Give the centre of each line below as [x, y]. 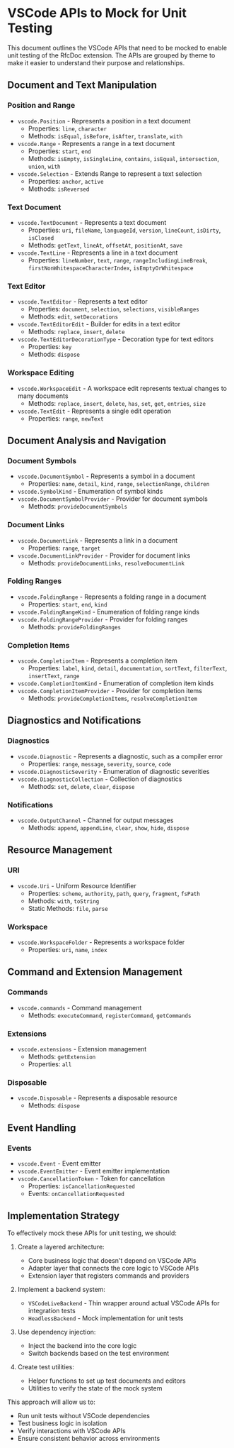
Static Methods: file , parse [68, 908]
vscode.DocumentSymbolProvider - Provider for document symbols [113, 499]
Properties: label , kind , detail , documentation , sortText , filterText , [128, 668]
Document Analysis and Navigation [87, 440]
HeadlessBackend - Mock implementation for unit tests [106, 1318]
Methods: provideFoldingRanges [75, 626]
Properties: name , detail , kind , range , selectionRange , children [119, 484]
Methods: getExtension [62, 1057]
